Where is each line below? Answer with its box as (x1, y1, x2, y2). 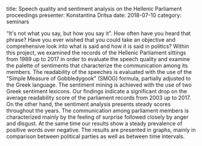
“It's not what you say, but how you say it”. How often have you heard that (6, 30, 191, 37)
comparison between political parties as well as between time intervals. (6, 133, 185, 140)
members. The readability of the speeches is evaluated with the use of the (6, 68, 192, 75)
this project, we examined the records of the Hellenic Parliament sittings (6, 49, 186, 56)
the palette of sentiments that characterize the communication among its (6, 62, 188, 69)
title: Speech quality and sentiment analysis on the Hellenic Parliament (6, 5, 182, 12)
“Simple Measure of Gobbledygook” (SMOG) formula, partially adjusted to (6, 75, 191, 82)
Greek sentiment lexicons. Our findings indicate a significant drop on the (6, 88, 187, 95)
